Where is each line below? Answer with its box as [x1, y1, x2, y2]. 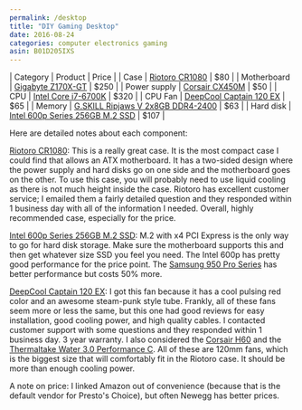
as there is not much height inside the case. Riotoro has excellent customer [9, 184, 289, 195]
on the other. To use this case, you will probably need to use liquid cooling [9, 174, 287, 186]
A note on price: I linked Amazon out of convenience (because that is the [9, 381, 281, 392]
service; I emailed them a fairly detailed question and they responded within [9, 194, 292, 205]
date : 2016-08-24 [9, 30, 75, 39]
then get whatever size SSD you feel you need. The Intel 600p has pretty [9, 250, 280, 261]
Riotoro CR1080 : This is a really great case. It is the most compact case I [9, 146, 279, 157]
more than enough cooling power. [9, 363, 136, 374]
